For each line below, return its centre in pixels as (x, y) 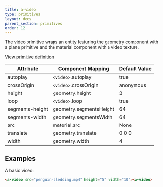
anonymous (133, 85)
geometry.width (71, 141)
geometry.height (72, 93)
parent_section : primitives (34, 23)
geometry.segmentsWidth (83, 117)
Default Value (136, 69)
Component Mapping (83, 69)
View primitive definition (29, 57)
